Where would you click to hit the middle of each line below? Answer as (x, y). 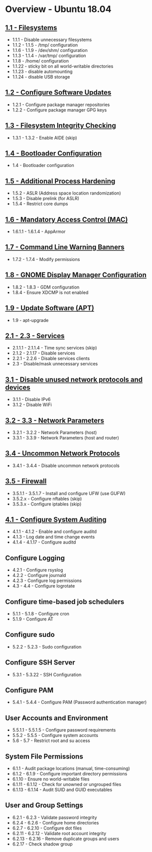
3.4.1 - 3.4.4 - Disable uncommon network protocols (66, 465)
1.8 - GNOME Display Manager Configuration (76, 275)
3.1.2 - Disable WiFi (32, 405)
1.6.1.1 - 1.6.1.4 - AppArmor (39, 231)
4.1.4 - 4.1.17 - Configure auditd (44, 542)
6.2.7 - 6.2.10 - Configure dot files (47, 828)
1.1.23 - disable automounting (42, 71)
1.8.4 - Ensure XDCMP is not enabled (50, 292)
